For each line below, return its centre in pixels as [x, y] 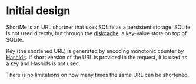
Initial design [38, 11]
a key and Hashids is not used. [43, 63]
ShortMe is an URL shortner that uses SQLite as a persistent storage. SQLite [98, 27]
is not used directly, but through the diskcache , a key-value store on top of [97, 33]
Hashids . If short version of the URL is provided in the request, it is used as [97, 57]
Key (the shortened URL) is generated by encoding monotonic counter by [95, 51]
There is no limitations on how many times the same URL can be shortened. [98, 75]
